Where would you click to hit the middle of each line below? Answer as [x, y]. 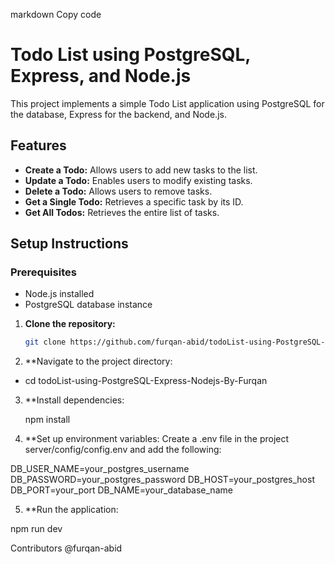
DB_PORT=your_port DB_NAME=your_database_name [121, 490]
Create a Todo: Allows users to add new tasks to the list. [141, 170]
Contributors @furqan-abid [66, 548]
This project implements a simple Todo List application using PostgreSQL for [167, 103]
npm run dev [36, 529]
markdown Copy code [56, 14]
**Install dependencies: [74, 400]
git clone [45, 342]
